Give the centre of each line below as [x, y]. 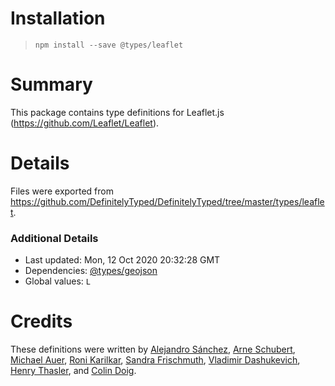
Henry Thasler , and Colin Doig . [73, 371]
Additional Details [54, 238]
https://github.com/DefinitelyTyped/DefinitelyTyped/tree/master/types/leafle [167, 201]
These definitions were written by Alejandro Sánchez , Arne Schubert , [153, 349]
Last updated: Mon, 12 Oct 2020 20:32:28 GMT [122, 260]
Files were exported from [62, 191]
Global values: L [57, 281]
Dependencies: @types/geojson [91, 271]
